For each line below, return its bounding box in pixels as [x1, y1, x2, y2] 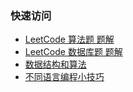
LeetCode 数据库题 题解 [24, 46, 123, 58]
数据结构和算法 [24, 58, 87, 71]
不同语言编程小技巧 [24, 71, 105, 83]
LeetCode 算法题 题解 [24, 33, 115, 46]
